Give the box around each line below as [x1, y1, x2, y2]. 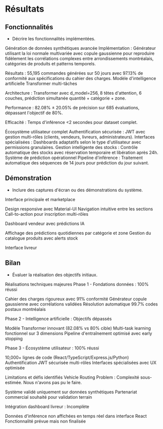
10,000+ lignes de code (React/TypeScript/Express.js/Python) [5, 354, 129, 360]
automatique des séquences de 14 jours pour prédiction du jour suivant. [5, 160, 149, 165]
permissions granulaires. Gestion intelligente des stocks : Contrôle [5, 144, 138, 150]
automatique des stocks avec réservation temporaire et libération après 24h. [5, 150, 159, 155]
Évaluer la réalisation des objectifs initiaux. [12, 272, 98, 278]
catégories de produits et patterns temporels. [5, 61, 96, 66]
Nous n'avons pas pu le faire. [23, 379, 82, 385]
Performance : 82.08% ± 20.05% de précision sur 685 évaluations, [5, 105, 140, 110]
